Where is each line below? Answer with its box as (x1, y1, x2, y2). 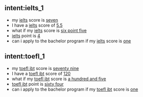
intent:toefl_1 (4, 52, 45, 61)
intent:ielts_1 (4, 4, 44, 12)
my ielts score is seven (11, 17, 58, 23)
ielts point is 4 (11, 32, 40, 38)
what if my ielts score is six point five (11, 27, 87, 33)
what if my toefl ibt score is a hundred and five (11, 76, 106, 82)
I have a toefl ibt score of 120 (11, 70, 71, 76)
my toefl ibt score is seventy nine (11, 65, 79, 71)
